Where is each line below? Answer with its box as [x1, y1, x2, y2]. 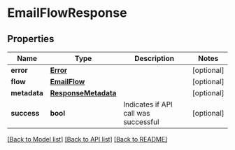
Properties [7, 33, 55, 45]
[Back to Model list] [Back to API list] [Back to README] [7, 135, 168, 143]
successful [123, 117, 159, 127]
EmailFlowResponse [7, 5, 127, 21]
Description [134, 54, 175, 63]
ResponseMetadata [50, 88, 117, 97]
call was [123, 109, 150, 118]
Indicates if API [123, 100, 173, 109]
